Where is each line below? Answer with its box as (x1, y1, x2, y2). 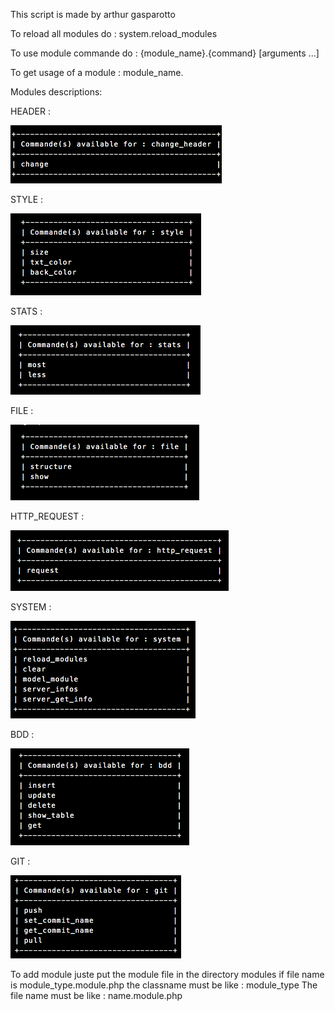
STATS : (10, 305, 43, 317)
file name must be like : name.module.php (10, 990, 183, 1001)
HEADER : (10, 105, 51, 117)
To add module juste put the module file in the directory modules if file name (10, 969, 325, 980)
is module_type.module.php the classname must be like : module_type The (10, 979, 318, 991)
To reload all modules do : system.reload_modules (10, 28, 218, 39)
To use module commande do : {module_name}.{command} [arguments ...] (10, 47, 320, 59)
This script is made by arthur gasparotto (10, 9, 176, 20)
